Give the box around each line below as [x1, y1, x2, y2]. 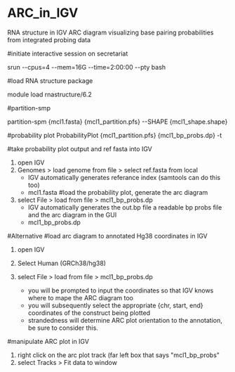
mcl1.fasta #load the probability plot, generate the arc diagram [27, 188, 208, 196]
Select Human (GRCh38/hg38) [17, 259, 107, 267]
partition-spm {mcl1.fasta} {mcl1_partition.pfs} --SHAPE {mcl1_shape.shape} [7, 117, 228, 126]
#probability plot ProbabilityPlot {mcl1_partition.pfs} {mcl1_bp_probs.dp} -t [7, 131, 222, 139]
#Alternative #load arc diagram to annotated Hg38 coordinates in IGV [7, 231, 208, 240]
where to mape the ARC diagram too [27, 293, 133, 302]
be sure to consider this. [27, 323, 98, 332]
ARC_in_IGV [7, 5, 79, 21]
